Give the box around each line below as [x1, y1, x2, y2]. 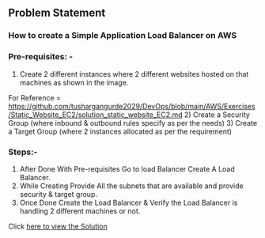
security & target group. [19, 189, 97, 198]
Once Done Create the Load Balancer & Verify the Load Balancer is [19, 198, 238, 207]
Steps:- [8, 146, 38, 157]
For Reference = [8, 93, 62, 102]
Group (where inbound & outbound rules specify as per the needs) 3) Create [8, 118, 258, 127]
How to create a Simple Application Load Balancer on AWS [8, 30, 237, 41]
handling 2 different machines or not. [19, 206, 141, 216]
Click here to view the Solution [8, 221, 108, 231]
